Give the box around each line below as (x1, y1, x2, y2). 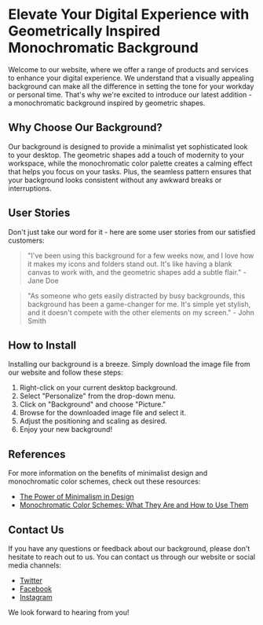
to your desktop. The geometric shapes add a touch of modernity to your (8, 150, 245, 159)
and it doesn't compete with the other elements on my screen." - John (27, 308, 255, 317)
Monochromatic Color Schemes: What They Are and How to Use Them (19, 500, 249, 510)
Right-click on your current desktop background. (19, 383, 178, 393)
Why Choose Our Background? (8, 121, 163, 134)
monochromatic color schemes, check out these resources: (8, 477, 201, 486)
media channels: (8, 561, 61, 570)
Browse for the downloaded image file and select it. (19, 408, 187, 418)
